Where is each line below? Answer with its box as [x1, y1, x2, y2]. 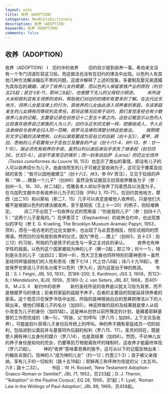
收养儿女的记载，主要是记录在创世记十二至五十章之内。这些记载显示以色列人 [5, 114, 163, 120]
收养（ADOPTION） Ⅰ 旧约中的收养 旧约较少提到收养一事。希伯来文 [5, 64, 155, 70]
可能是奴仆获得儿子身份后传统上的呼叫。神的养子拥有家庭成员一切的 [15, 320, 156, 326]
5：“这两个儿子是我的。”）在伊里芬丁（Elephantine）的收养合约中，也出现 [5, 214, 156, 220]
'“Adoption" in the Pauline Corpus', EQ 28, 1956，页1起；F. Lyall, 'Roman [5, 377, 154, 383]
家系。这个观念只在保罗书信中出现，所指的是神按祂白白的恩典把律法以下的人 [5, 295, 163, 301]
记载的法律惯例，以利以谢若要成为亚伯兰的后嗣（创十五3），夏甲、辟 [18, 133, 159, 139]
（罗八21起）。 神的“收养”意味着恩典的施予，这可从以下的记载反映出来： [5, 345, 161, 351]
